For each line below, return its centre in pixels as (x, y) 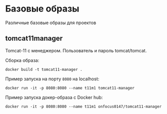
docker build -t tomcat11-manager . (44, 69)
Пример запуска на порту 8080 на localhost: (52, 79)
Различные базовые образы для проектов (51, 23)
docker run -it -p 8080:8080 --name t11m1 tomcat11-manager (70, 88)
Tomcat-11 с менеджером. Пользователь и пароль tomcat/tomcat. (76, 50)
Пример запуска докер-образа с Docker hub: (54, 97)
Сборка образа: (22, 60)
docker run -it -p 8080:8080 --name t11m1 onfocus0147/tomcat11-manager (83, 106)
